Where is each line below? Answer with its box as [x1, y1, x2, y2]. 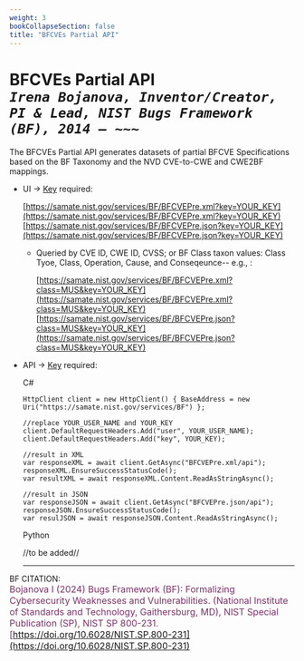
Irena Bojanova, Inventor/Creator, [9, 88, 278, 105]
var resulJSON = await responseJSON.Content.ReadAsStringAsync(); [22, 514, 279, 523]
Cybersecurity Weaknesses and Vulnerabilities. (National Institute [9, 595, 289, 608]
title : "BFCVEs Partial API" [9, 30, 119, 39]
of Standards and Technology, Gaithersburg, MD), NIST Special [9, 606, 279, 618]
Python [22, 530, 50, 540]
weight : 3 [9, 13, 47, 23]
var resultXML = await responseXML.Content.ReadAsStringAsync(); [22, 474, 274, 483]
